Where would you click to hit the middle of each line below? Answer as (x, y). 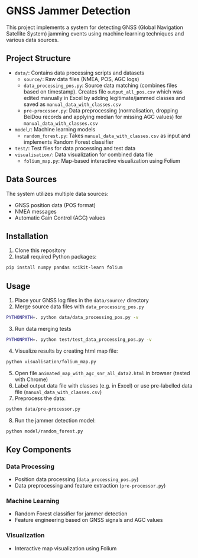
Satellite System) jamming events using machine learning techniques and (95, 33)
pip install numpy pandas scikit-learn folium (64, 267)
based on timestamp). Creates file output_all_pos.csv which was (103, 91)
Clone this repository (40, 250)
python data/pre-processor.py (43, 409)
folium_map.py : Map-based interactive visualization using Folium (102, 160)
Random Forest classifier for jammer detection (71, 514)
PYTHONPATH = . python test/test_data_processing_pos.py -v (79, 339)
